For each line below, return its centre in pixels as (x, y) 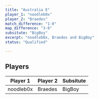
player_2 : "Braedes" (27, 19)
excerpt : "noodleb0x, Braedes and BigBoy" (50, 38)
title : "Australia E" (28, 10)
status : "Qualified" (27, 42)
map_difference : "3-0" (29, 28)
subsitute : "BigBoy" (27, 33)
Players (17, 67)
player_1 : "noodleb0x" (29, 14)
